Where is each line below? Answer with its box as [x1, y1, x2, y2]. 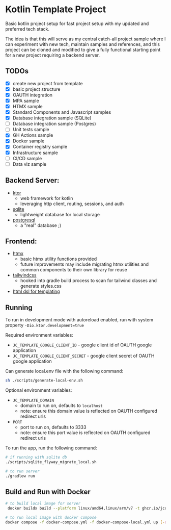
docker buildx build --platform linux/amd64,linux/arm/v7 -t [7, 506, 140, 511]
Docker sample [12, 138, 45, 144]
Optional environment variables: [5, 387, 72, 393]
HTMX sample [12, 104, 43, 109]
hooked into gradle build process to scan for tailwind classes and [20, 277, 157, 284]
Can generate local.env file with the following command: [5, 368, 124, 374]
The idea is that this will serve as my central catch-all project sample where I [5, 36, 166, 42]
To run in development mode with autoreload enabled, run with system [5, 317, 154, 323]
